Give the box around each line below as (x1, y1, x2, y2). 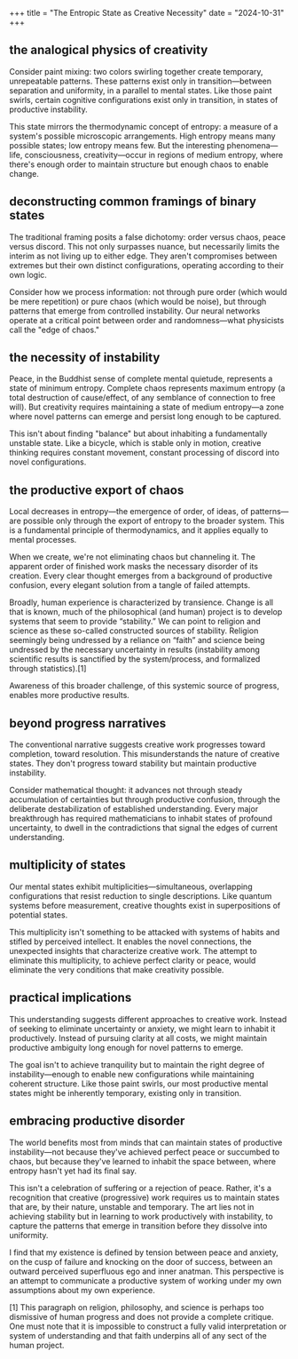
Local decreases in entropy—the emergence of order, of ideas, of (9, 506, 248, 517)
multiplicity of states (9, 857, 126, 873)
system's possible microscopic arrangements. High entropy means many (9, 131, 277, 141)
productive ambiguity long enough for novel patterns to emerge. (9, 1042, 244, 1053)
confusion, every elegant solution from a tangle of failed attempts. (9, 580, 251, 591)
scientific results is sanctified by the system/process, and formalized (9, 654, 261, 664)
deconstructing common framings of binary (9, 195, 257, 210)
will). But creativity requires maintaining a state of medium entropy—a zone (9, 401, 285, 412)
